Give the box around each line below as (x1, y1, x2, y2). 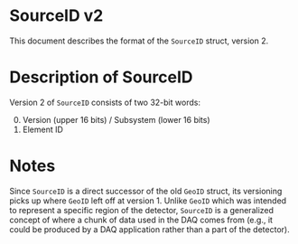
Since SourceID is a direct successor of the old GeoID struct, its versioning (9, 185, 283, 196)
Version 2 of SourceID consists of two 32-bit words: (9, 97, 201, 108)
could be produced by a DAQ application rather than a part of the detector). (9, 223, 291, 235)
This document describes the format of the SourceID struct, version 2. (9, 35, 269, 46)
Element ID (22, 124, 63, 135)
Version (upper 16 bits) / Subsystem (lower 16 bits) (22, 114, 210, 125)
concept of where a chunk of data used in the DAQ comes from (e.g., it (9, 214, 274, 225)
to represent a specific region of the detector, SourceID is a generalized (9, 204, 274, 215)
